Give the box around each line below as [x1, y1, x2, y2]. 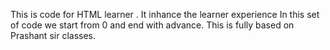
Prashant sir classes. [10, 30, 96, 41]
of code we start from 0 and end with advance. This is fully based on [10, 19, 295, 31]
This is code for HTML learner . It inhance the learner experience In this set [10, 9, 320, 20]
